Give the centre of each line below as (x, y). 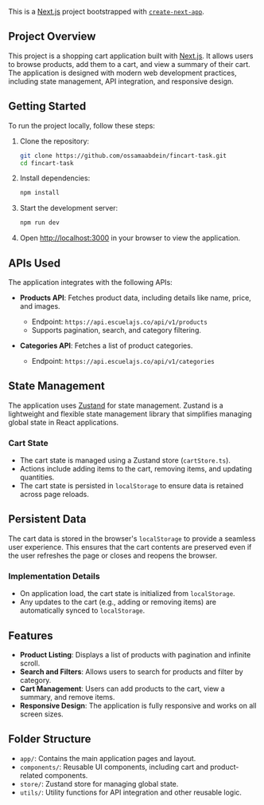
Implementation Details (54, 576)
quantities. (37, 477)
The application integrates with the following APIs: (90, 282)
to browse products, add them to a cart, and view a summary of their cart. (129, 64)
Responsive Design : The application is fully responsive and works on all (138, 705)
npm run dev (39, 223)
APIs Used (35, 263)
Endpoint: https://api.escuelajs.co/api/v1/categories (123, 361)
